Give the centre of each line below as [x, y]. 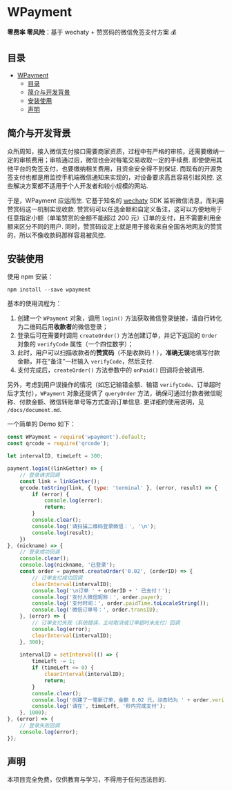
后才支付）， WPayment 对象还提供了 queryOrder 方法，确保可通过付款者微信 [112, 393]
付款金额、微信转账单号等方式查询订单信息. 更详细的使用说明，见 [112, 402]
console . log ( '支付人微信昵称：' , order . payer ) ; [98, 597]
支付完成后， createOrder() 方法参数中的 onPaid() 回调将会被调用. [111, 370]
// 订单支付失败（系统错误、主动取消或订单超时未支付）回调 [106, 623]
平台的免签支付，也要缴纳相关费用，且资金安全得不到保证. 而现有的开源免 [117, 168]
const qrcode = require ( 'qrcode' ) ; [58, 444]
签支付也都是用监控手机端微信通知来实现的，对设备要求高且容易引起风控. [111, 177]
